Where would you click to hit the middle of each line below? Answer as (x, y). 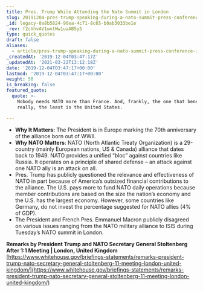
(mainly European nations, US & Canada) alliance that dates (110, 149)
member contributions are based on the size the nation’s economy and (103, 194)
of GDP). (26, 213)
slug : (13, 17)
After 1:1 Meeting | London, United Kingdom (62, 250)
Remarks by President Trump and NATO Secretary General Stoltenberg (97, 244)
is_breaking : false (31, 85)
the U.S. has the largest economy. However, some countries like (94, 200)
